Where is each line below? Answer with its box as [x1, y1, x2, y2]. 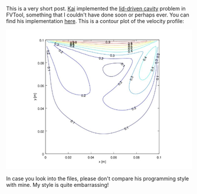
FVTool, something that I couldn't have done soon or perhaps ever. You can [6, 11, 190, 18]
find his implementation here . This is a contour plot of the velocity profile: [6, 18, 185, 24]
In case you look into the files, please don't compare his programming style [6, 175, 189, 182]
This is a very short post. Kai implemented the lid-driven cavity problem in [6, 5, 186, 12]
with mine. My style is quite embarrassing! [6, 182, 109, 188]
